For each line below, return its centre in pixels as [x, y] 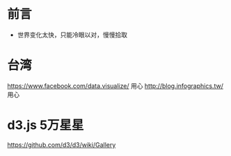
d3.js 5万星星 [46, 125]
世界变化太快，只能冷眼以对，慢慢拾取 [72, 35]
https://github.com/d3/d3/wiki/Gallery [62, 145]
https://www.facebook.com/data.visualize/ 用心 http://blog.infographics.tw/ [115, 86]
